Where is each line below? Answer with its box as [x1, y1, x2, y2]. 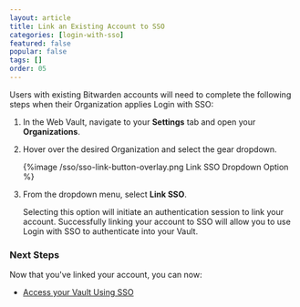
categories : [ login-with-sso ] [9, 30, 125, 39]
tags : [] [9, 56, 43, 65]
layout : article [9, 13, 71, 23]
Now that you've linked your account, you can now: [9, 270, 202, 281]
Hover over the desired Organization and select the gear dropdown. [22, 143, 277, 155]
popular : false [9, 47, 67, 56]
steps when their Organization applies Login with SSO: [9, 98, 214, 109]
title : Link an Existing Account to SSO [9, 22, 166, 31]
